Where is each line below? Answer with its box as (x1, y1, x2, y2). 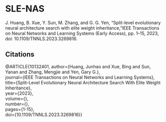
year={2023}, (5, 90, 34, 96)
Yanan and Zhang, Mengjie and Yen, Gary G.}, (5, 69, 101, 75)
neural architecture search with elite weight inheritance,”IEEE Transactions (5, 25, 159, 31)
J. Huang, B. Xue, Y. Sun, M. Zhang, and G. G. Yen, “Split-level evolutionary (5, 20, 161, 26)
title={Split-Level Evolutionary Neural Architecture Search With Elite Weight (5, 79, 161, 85)
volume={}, (5, 95, 29, 101)
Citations (5, 50, 35, 59)
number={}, (5, 101, 30, 107)
